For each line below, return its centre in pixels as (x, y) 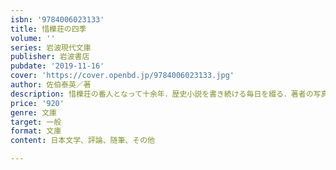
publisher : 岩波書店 (50, 57)
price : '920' (37, 103)
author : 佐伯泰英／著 (51, 85)
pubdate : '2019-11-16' (57, 66)
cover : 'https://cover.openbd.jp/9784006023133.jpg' (122, 76)
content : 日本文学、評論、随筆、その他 (82, 141)
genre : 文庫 (33, 112)
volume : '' (33, 38)
